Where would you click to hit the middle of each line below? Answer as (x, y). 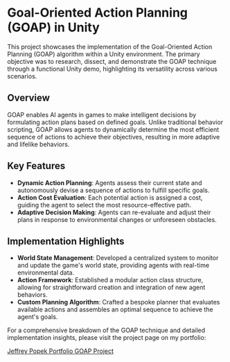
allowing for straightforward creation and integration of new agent (111, 287)
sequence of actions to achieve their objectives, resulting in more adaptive (114, 137)
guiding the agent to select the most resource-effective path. (104, 205)
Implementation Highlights (66, 241)
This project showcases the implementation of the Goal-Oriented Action (110, 46)
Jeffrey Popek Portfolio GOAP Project (61, 351)
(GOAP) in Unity (54, 27)
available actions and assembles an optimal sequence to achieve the (115, 309)
